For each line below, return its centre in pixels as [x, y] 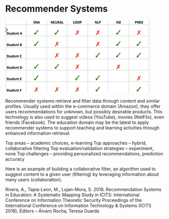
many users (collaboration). [34, 180]
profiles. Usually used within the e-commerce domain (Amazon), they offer [83, 106]
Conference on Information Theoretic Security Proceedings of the [74, 200]
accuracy [15, 159]
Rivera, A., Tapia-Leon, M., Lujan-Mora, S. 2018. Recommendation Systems [83, 189]
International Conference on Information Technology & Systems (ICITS [78, 205]
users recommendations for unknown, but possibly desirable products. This [84, 111]
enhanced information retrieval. [38, 133]
